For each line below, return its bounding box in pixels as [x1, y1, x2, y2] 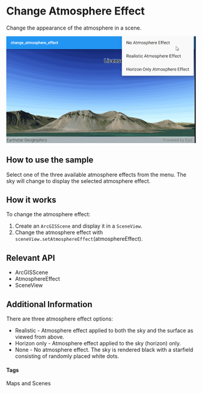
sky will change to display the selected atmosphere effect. [6, 177, 151, 185]
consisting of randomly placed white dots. [14, 353, 119, 360]
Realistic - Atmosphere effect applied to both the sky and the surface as [14, 327, 194, 334]
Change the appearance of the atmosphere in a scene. [6, 24, 142, 31]
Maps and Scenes [6, 380, 51, 387]
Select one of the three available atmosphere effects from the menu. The [6, 171, 186, 178]
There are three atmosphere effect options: [6, 315, 113, 322]
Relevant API [6, 252, 55, 263]
